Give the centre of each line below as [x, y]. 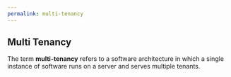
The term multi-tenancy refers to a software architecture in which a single [116, 59]
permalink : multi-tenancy [45, 14]
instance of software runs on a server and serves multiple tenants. [104, 66]
